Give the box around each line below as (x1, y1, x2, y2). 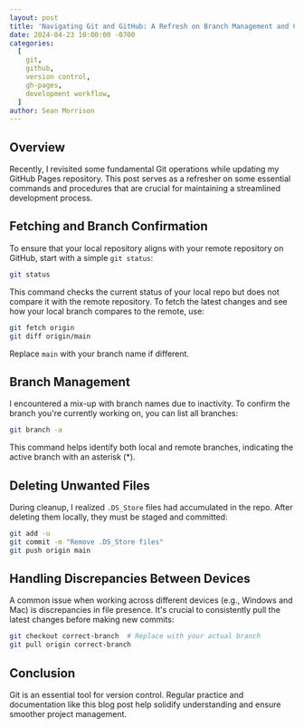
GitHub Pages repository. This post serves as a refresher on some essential (9, 173, 291, 184)
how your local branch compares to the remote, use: (9, 306, 205, 316)
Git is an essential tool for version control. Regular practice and (9, 690, 244, 700)
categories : (9, 38, 54, 48)
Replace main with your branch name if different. (9, 348, 190, 359)
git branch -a (9, 425, 63, 435)
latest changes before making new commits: (9, 614, 175, 626)
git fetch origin (9, 323, 75, 332)
